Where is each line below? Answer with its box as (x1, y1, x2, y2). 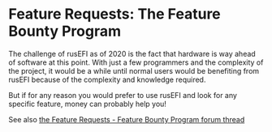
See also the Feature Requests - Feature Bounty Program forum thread (8, 114, 245, 124)
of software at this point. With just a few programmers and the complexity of (8, 57, 264, 67)
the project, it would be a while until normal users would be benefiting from (8, 66, 260, 75)
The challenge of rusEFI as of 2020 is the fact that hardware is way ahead (8, 49, 256, 58)
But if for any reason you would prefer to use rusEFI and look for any (8, 90, 238, 100)
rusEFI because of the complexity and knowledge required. (8, 75, 206, 84)
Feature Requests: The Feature (8, 5, 221, 23)
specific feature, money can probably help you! (8, 99, 166, 109)
